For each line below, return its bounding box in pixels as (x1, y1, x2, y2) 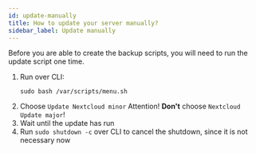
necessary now (19, 135, 71, 145)
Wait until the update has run (19, 119, 115, 128)
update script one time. (8, 57, 85, 66)
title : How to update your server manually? (8, 19, 159, 27)
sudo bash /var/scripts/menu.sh (19, 88, 128, 96)
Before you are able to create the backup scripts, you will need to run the (8, 49, 249, 58)
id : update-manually (8, 11, 77, 20)
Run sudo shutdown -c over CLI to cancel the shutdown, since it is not (19, 127, 249, 136)
